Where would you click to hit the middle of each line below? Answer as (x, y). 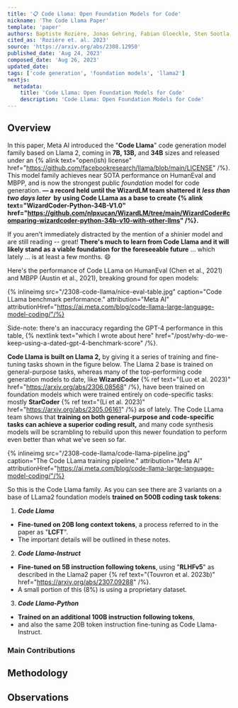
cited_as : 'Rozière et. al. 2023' (58, 40)
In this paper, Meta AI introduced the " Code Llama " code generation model (117, 145)
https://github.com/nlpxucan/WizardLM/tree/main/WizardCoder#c (129, 212)
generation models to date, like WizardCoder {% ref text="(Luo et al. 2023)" (119, 379)
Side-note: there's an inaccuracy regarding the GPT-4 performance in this (115, 328)
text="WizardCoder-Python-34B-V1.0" (67, 205)
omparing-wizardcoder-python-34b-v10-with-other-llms (94, 220)
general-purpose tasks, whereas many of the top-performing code (105, 372)
